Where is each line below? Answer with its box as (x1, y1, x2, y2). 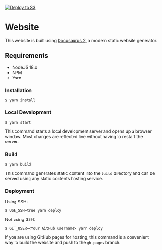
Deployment (5, 187, 35, 194)
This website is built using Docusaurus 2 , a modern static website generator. (5, 37, 158, 43)
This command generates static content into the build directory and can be (5, 170, 155, 176)
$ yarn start (5, 120, 31, 125)
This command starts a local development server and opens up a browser (5, 128, 152, 134)
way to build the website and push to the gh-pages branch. (5, 239, 121, 245)
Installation (5, 87, 32, 94)
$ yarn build (5, 162, 31, 167)
